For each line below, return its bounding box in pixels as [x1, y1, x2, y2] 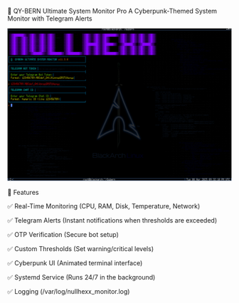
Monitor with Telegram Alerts [7, 14, 92, 23]
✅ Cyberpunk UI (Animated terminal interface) [7, 259, 143, 267]
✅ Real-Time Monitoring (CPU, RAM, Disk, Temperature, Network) [7, 202, 201, 211]
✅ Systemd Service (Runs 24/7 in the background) [7, 273, 156, 282]
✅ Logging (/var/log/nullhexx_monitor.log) [7, 287, 130, 296]
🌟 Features [7, 188, 39, 197]
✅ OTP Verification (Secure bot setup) [7, 230, 119, 239]
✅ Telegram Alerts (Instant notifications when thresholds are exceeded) [7, 216, 218, 225]
